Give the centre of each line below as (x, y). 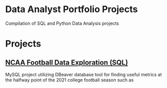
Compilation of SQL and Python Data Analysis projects (62, 23)
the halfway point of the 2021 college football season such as (70, 80)
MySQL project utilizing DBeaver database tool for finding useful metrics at (84, 74)
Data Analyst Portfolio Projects (72, 9)
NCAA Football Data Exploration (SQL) (67, 62)
